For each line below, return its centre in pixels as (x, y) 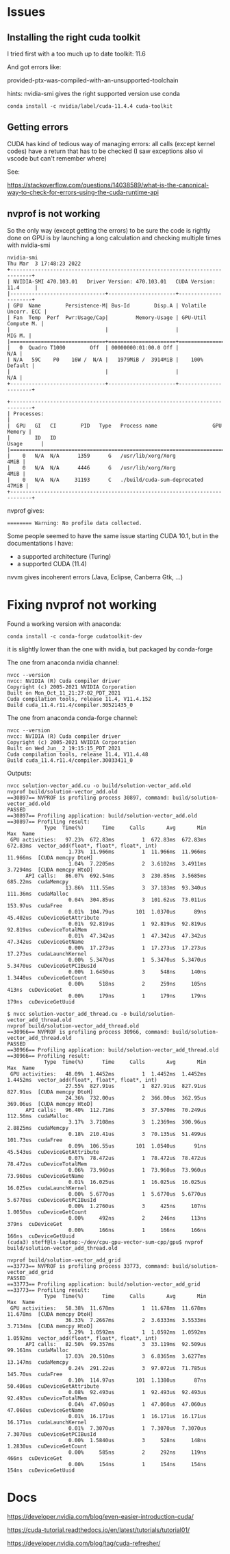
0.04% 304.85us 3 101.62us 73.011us (137, 900)
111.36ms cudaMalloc (38, 894)
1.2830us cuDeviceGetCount (47, 1446)
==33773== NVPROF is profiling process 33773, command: (88, 1266)
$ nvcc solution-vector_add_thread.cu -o (67, 1014)
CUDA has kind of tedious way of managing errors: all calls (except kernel (111, 143)
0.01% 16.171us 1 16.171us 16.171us (137, 1416)
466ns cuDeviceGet (35, 1458)
